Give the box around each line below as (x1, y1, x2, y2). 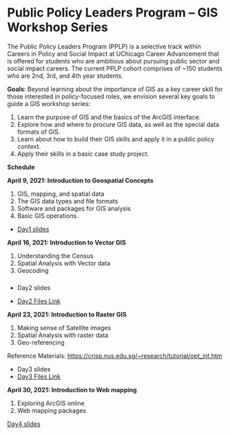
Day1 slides (17, 225, 50, 233)
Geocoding (17, 266, 50, 274)
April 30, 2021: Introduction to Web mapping (7, 386, 137, 394)
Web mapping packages (17, 407, 87, 415)
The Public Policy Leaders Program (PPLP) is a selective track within (7, 42, 202, 50)
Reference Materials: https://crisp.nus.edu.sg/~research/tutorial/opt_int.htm (7, 352, 222, 360)
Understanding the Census (17, 252, 94, 260)
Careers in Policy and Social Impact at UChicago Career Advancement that (7, 50, 220, 58)
